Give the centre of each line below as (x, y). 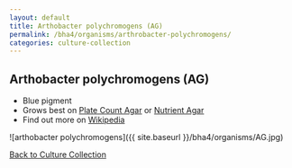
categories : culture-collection (70, 43)
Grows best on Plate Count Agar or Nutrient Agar (113, 111)
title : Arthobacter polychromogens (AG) (87, 26)
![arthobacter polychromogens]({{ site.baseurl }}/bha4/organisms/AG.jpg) (146, 137)
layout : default (40, 18)
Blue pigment (47, 101)
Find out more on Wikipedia (73, 120)
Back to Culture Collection (58, 155)
